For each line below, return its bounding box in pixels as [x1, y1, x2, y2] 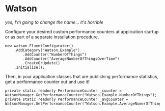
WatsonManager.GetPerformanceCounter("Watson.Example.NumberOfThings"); [5, 92, 157, 97]
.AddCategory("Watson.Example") [14, 48, 80, 53]
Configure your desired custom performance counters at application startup [5, 28, 159, 34]
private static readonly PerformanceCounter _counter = [5, 88, 122, 93]
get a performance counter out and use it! [5, 79, 90, 84]
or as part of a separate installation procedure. [5, 34, 99, 40]
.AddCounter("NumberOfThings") [23, 52, 87, 57]
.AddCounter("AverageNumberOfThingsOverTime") [23, 56, 120, 61]
